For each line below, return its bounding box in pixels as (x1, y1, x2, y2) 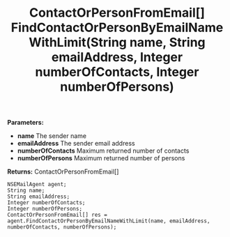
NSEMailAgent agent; (7, 181, 68, 188)
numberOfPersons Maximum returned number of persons (17, 154, 185, 162)
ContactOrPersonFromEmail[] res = (7, 211, 108, 219)
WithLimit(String (29, 35, 128, 50)
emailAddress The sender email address (17, 139, 135, 148)
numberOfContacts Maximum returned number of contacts (17, 146, 190, 155)
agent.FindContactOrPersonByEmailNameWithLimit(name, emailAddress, (7, 217, 210, 224)
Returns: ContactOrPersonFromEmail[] (7, 167, 119, 176)
